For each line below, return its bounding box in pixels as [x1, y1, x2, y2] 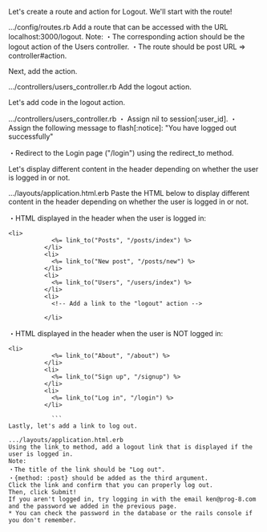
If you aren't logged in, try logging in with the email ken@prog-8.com [8, 495, 257, 503]
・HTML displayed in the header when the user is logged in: [8, 213, 207, 223]
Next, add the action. [8, 67, 78, 75]
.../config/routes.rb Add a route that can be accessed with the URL [8, 22, 229, 31]
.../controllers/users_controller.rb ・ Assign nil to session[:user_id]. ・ [8, 114, 238, 124]
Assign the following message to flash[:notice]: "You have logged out [8, 124, 237, 132]
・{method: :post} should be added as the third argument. [8, 474, 208, 482]
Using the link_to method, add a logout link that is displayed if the [8, 443, 253, 451]
